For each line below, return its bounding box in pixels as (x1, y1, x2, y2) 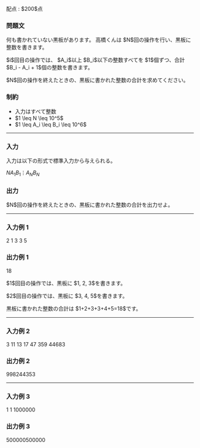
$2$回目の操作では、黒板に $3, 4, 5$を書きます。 (6, 292, 128, 299)
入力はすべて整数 (14, 108, 57, 115)
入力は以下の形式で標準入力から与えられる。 (6, 157, 116, 164)
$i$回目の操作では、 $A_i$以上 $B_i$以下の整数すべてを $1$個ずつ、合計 (6, 56, 185, 64)
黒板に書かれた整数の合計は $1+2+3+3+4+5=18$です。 (6, 305, 142, 312)
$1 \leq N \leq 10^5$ (14, 114, 64, 121)
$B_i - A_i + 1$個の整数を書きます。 (6, 64, 93, 71)
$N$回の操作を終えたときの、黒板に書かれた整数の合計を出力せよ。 (6, 201, 174, 208)
